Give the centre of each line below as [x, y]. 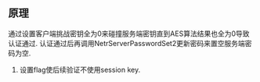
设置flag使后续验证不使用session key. [80, 70]
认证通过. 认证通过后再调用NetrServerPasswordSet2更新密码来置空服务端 [126, 43]
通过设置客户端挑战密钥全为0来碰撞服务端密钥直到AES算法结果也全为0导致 [129, 34]
